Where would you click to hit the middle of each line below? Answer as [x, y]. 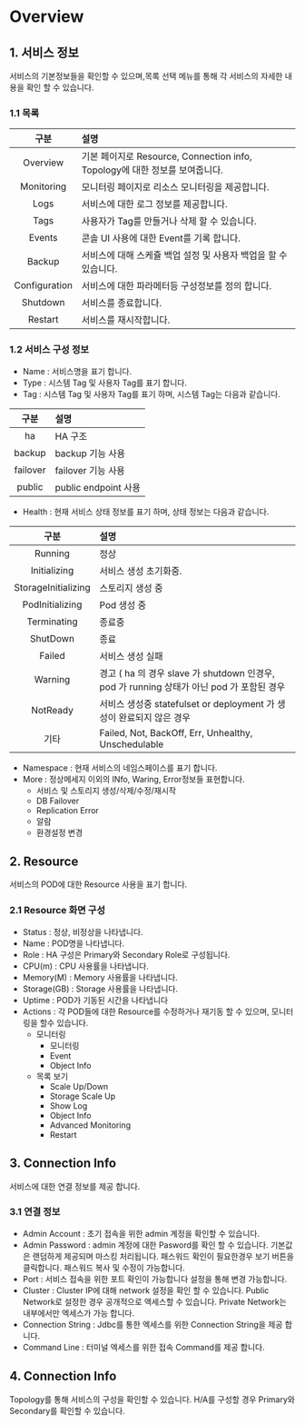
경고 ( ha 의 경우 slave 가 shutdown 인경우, [187, 673]
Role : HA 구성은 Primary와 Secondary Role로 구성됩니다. [126, 954]
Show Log [69, 1105]
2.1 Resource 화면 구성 [58, 911]
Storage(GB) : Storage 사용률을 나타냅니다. [100, 989]
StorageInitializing [52, 587]
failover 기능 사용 [90, 470]
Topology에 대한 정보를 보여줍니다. [152, 170]
